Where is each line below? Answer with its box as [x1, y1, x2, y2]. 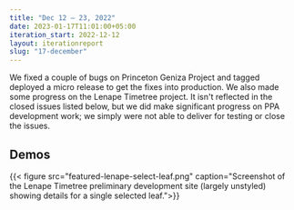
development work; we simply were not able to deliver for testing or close [9, 111, 285, 122]
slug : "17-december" [9, 47, 88, 56]
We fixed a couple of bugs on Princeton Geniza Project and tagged [9, 72, 260, 83]
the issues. [9, 120, 50, 132]
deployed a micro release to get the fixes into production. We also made [9, 82, 279, 93]
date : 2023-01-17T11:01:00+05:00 [9, 22, 137, 31]
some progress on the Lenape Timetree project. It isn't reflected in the [9, 92, 273, 103]
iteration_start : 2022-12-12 [9, 30, 120, 39]
